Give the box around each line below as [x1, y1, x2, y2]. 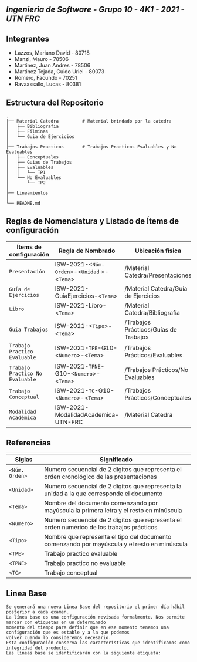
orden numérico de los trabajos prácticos [43, 523, 158, 531]
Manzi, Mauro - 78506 [14, 56, 69, 63]
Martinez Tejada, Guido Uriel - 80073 [14, 68, 104, 75]
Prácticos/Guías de [124, 325, 177, 333]
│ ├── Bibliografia [6, 123, 59, 130]
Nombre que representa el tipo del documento [43, 532, 172, 541]
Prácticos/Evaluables [124, 351, 183, 359]
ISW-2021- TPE [55, 343, 98, 352]
